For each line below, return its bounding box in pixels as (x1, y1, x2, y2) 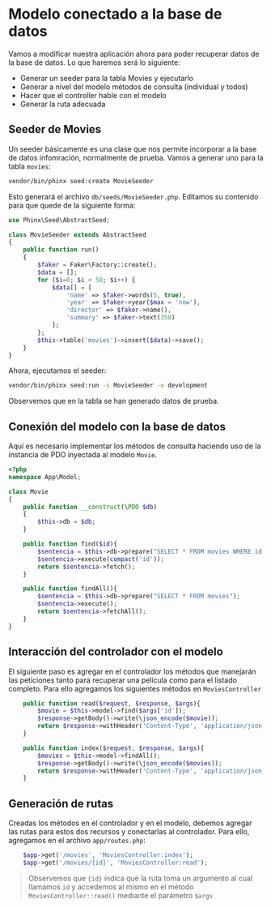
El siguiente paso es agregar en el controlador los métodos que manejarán (8, 666, 256, 676)
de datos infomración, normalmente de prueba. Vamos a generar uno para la (8, 152, 264, 162)
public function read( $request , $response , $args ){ (23, 699, 201, 708)
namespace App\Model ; (8, 473, 82, 481)
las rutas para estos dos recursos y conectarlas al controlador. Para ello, (8, 827, 250, 837)
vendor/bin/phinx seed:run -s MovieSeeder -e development (8, 382, 208, 390)
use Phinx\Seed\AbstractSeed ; (8, 216, 111, 224)
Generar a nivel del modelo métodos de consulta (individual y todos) (19, 82, 248, 92)
